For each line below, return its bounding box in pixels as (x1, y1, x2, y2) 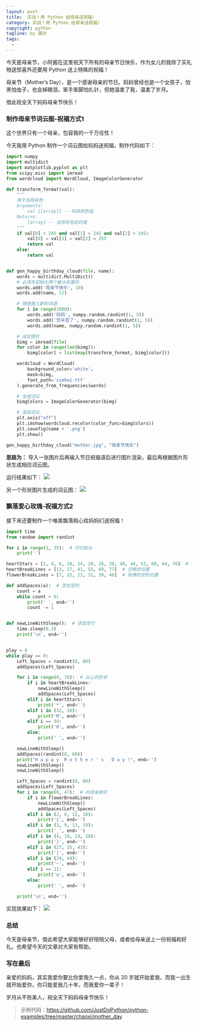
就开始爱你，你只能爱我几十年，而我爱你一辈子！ (6, 981, 125, 988)
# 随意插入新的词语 (16, 301, 58, 307)
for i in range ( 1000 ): (16, 306, 72, 312)
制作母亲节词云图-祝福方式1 (6, 115, 84, 123)
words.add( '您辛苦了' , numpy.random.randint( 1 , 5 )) (27, 317, 153, 323)
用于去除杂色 (16, 198, 43, 203)
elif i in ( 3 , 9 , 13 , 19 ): (27, 823, 94, 828)
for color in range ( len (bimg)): (16, 344, 96, 351)
